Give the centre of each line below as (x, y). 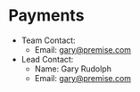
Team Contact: (49, 40)
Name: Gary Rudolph (73, 69)
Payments (46, 16)
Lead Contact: (47, 59)
